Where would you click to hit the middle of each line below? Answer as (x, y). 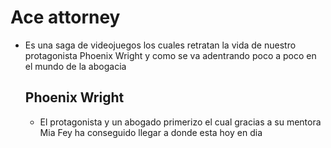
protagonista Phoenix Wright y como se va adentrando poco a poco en (170, 55)
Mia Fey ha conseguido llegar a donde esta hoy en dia (151, 132)
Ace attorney (65, 17)
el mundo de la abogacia (75, 66)
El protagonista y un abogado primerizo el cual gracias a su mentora (180, 122)
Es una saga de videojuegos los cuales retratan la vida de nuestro (160, 45)
